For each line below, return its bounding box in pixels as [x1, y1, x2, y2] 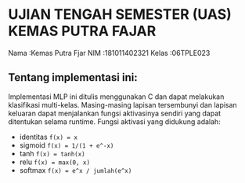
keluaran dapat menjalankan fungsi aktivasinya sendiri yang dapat [8, 108, 222, 118]
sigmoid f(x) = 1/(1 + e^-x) [19, 140, 114, 150]
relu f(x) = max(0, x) [19, 157, 91, 167]
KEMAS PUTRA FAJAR [8, 22, 157, 40]
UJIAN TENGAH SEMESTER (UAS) [8, 5, 232, 24]
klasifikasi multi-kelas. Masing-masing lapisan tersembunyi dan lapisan [8, 100, 237, 109]
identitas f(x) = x [19, 132, 78, 141]
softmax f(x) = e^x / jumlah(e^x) [19, 165, 132, 174]
